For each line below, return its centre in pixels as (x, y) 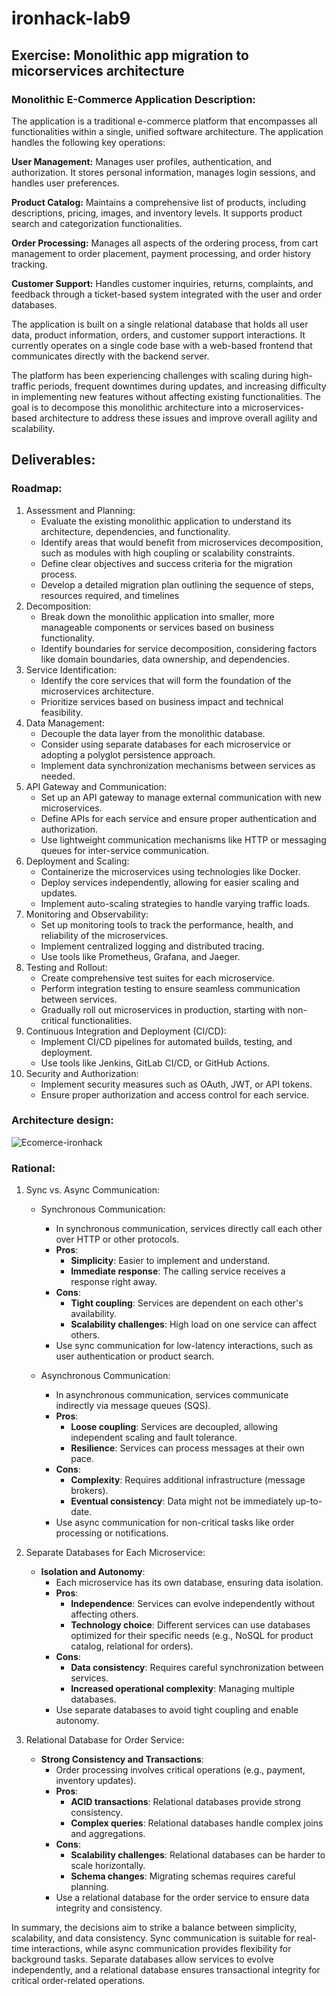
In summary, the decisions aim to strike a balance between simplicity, (154, 1928)
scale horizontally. (108, 1866)
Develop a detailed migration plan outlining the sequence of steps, (177, 584)
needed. (58, 776)
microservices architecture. (97, 691)
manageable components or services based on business (157, 627)
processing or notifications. (112, 1533)
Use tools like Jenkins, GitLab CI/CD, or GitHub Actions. (155, 1063)
